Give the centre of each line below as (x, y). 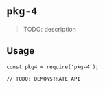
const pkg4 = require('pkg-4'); (52, 67)
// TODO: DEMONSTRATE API (43, 79)
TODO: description (50, 29)
